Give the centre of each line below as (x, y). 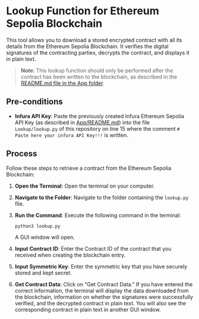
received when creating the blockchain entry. (70, 255)
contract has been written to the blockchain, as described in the (99, 77)
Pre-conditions (35, 102)
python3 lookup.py (37, 226)
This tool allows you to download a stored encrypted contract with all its (94, 40)
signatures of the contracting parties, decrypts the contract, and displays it (98, 52)
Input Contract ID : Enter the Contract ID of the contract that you (93, 249)
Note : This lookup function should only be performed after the (97, 70)
